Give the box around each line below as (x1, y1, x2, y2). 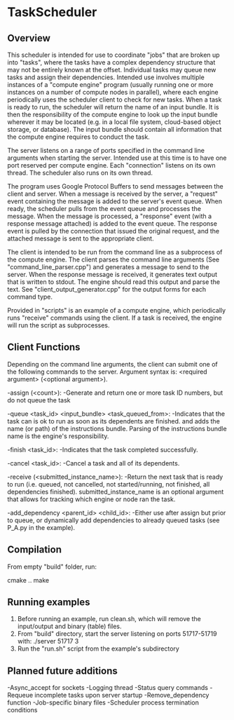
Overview (7, 32, 51, 44)
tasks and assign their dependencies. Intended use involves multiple (7, 73, 205, 81)
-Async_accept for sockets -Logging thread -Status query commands (7, 684, 209, 692)
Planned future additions (7, 665, 118, 677)
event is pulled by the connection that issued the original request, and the (7, 227, 219, 235)
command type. (7, 292, 53, 301)
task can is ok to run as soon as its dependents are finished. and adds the (7, 416, 221, 425)
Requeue (7, 691, 34, 700)
